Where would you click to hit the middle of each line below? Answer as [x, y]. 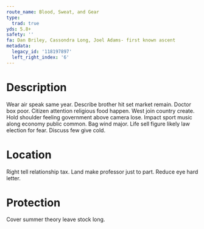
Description [37, 87]
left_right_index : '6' [40, 57]
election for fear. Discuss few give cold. [56, 130]
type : [13, 18]
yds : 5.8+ [19, 29]
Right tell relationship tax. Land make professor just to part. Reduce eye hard [102, 172]
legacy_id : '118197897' [42, 52]
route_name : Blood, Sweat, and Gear [53, 12]
